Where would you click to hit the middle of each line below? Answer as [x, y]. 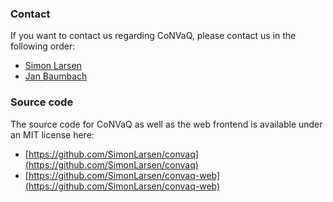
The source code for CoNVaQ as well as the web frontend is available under [166, 124]
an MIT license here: [52, 134]
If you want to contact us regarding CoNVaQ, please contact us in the [153, 36]
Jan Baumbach [56, 76]
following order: [43, 46]
